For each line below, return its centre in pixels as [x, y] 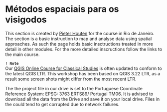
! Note [12, 63]
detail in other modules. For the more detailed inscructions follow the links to [84, 49]
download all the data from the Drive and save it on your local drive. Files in [83, 99]
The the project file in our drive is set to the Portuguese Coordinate [74, 88]
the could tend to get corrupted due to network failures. [62, 104]
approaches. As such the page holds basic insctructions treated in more [79, 44]
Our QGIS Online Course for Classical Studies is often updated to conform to [83, 68]
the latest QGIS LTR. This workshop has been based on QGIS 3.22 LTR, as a [83, 73]
